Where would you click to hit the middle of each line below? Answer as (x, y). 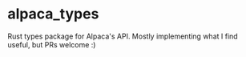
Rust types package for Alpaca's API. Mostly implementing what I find (123, 36)
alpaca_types (53, 14)
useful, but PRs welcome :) (52, 44)
